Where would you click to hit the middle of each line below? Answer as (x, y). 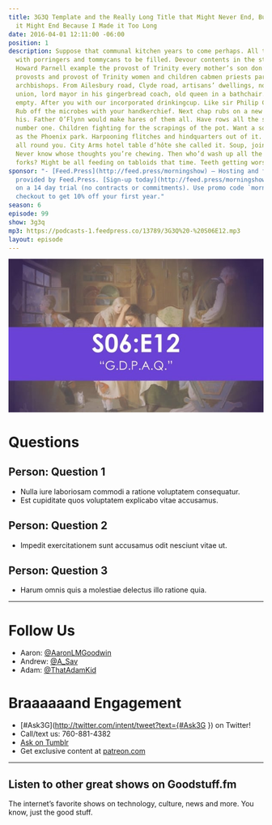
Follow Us (42, 630)
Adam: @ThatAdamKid (58, 670)
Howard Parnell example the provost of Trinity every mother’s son (132, 69)
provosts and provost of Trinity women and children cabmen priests (134, 77)
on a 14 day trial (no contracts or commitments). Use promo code (130, 188)
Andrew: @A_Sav (49, 661)
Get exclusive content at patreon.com (83, 751)
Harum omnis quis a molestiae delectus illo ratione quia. (113, 590)
